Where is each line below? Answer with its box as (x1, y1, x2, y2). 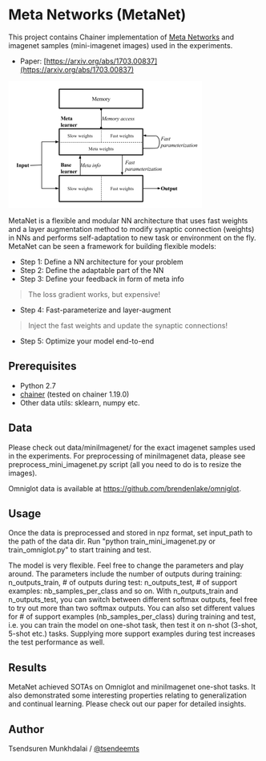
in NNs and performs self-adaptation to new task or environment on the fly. (8, 233, 256, 242)
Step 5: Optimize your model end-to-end (19, 336, 155, 346)
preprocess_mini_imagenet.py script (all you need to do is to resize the (8, 459, 242, 469)
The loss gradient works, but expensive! (27, 289, 160, 299)
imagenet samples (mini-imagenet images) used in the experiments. (8, 40, 233, 50)
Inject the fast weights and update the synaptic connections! (27, 320, 228, 330)
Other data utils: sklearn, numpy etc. (19, 397, 140, 407)
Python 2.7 (19, 380, 56, 390)
